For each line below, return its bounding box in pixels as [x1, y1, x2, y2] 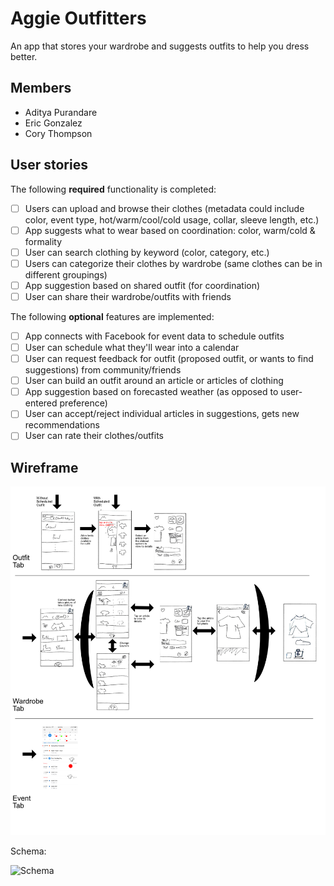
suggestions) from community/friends [24, 364, 182, 376]
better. [10, 50, 38, 62]
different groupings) [24, 268, 108, 281]
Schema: [10, 845, 47, 857]
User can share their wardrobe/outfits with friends [24, 290, 232, 302]
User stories [10, 157, 88, 174]
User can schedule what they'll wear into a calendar [24, 342, 240, 353]
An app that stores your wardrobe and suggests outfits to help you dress [10, 40, 310, 52]
